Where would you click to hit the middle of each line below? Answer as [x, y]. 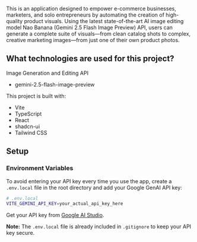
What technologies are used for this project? [90, 59]
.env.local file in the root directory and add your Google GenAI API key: [94, 187]
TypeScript [28, 114]
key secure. [20, 233]
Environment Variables [40, 168]
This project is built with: [36, 96]
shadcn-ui [27, 126]
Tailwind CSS [31, 132]
